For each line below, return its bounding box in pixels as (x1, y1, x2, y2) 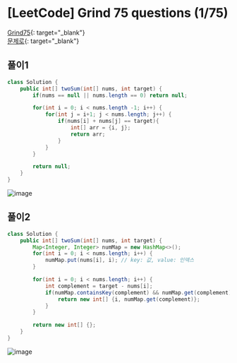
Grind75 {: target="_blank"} (7, 28, 85, 37)
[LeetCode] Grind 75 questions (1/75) (7, 5, 229, 21)
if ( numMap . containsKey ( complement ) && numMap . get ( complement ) (44, 289, 232, 296)
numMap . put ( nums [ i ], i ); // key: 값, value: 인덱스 (44, 256, 195, 264)
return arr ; (70, 131, 106, 138)
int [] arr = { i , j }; (70, 124, 131, 131)
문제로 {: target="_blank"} (7, 37, 80, 45)
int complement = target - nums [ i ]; (44, 282, 153, 290)
